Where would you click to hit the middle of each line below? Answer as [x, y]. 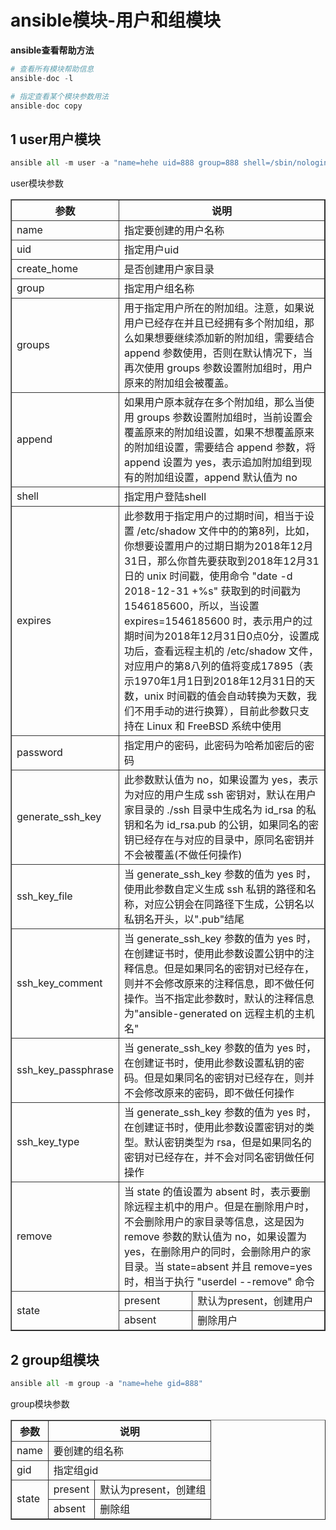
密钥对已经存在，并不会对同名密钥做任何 [219, 1158]
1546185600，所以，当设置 [192, 606]
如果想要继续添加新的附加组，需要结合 [224, 338]
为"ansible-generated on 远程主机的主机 [219, 1014]
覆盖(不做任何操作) [198, 855]
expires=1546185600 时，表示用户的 [213, 621]
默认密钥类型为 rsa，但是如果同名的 [228, 1143]
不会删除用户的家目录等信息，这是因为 [214, 1222]
